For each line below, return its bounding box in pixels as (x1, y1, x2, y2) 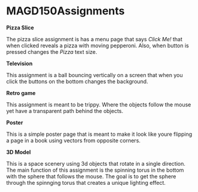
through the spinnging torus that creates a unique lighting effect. (6, 179, 166, 186)
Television (6, 60, 33, 67)
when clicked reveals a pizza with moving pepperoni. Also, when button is (6, 42, 189, 49)
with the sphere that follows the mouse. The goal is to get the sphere (6, 172, 176, 180)
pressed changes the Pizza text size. (6, 48, 98, 55)
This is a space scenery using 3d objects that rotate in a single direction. (6, 160, 186, 167)
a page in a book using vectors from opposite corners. (6, 136, 141, 144)
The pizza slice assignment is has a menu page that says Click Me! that (6, 35, 183, 42)
